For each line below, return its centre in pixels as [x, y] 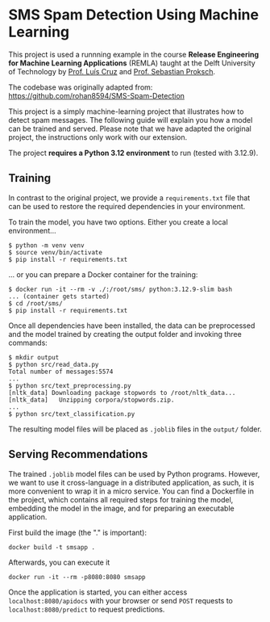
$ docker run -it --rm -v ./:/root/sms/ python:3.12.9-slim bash [120, 289]
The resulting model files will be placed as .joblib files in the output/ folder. [135, 429]
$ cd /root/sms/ [35, 303]
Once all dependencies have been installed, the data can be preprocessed [132, 326]
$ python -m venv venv [46, 245]
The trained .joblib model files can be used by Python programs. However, [134, 473]
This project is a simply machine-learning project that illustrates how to [126, 111]
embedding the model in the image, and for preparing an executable [122, 508]
